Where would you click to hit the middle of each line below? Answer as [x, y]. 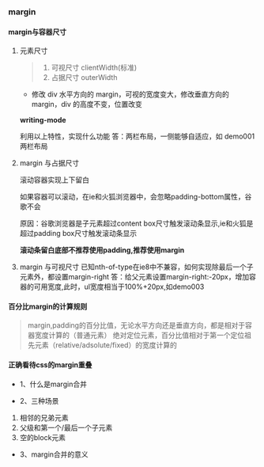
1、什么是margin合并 [53, 384]
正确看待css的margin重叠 [50, 364]
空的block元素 [42, 437]
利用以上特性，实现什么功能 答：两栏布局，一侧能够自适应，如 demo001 [137, 136]
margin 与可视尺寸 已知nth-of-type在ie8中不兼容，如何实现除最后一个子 [136, 267]
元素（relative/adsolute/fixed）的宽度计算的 [106, 345]
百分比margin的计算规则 [48, 306]
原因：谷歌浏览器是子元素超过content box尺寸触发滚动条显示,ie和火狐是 [136, 223]
